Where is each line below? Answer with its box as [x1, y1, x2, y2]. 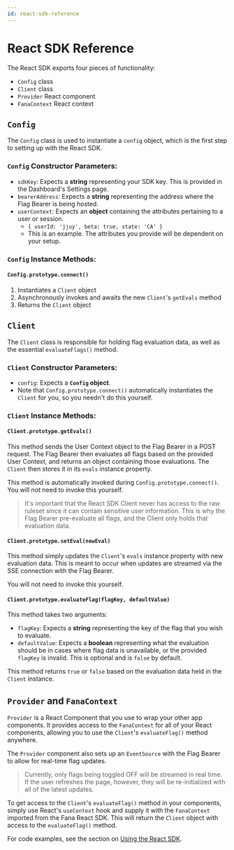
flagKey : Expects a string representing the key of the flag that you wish [17, 624, 224, 632]
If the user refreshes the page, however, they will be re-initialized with [24, 778, 226, 786]
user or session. [17, 214, 64, 222]
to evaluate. [17, 631, 52, 640]
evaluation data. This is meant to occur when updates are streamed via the [7, 559, 222, 567]
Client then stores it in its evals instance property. [7, 465, 152, 473]
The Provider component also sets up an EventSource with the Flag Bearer [7, 749, 221, 758]
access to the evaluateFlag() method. [7, 821, 117, 830]
